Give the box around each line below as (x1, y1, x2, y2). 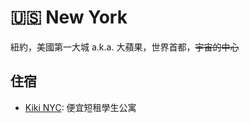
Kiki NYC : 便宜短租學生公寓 (24, 101, 137, 113)
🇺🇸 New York (10, 6, 128, 29)
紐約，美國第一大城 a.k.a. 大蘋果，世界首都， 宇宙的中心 (10, 41, 240, 53)
